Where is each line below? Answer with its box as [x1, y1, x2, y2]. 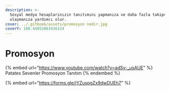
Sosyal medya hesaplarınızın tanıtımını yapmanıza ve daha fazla [10, 12, 151, 17]
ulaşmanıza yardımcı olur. [10, 17, 67, 22]
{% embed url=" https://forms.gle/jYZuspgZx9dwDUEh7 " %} [5, 80, 131, 86]
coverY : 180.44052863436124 [5, 26, 65, 31]
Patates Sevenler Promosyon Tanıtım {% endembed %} [5, 70, 120, 76]
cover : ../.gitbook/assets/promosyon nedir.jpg [5, 21, 108, 27]
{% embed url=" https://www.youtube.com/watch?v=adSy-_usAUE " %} [5, 65, 153, 71]
